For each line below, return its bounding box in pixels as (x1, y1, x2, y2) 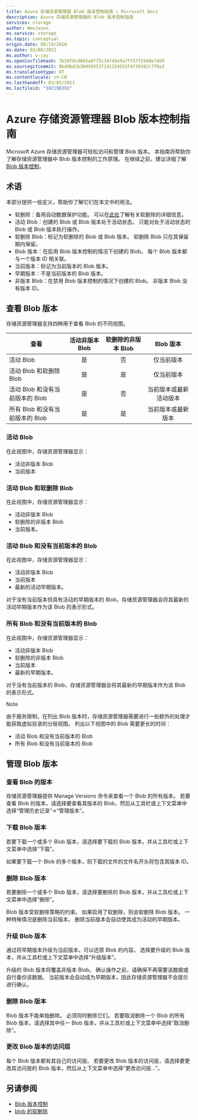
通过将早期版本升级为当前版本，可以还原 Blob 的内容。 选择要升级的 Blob (6, 947, 184, 954)
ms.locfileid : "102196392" (6, 85, 72, 91)
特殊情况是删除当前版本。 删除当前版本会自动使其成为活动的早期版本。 (11, 915, 183, 923)
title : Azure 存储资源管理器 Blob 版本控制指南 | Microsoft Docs (6, 8, 159, 15)
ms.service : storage (6, 31, 57, 37)
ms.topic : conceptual (6, 36, 60, 42)
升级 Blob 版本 (6, 932, 47, 940)
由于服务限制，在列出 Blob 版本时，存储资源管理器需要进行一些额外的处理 (6, 713, 186, 720)
